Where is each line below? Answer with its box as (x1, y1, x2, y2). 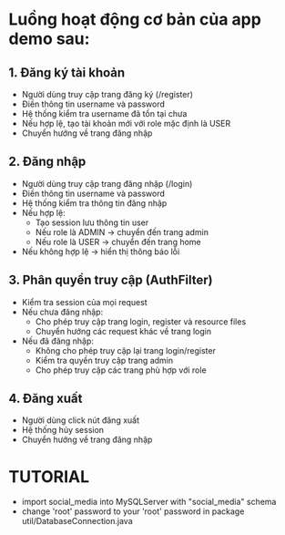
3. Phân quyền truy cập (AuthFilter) (8, 273, 213, 288)
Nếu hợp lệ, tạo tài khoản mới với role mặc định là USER (21, 118, 231, 129)
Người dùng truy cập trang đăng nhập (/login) (21, 178, 193, 189)
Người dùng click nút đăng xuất (21, 415, 140, 426)
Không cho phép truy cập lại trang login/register (35, 345, 216, 355)
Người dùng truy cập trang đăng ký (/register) (21, 89, 193, 99)
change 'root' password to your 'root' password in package (21, 506, 245, 517)
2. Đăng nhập (8, 154, 87, 170)
